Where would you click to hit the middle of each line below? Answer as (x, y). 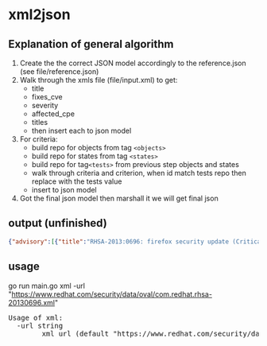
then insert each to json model (81, 130)
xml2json (39, 15)
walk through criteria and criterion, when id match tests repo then (139, 173)
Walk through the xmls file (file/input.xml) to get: (99, 80)
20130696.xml (32, 302)
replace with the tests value (77, 181)
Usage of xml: (36, 317)
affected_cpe (53, 114)
